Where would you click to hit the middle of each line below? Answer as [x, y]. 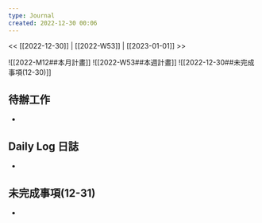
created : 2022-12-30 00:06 [53, 23]
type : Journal [32, 16]
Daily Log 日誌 [44, 146]
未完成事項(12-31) [52, 193]
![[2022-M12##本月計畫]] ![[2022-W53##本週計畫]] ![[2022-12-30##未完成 [131, 62]
